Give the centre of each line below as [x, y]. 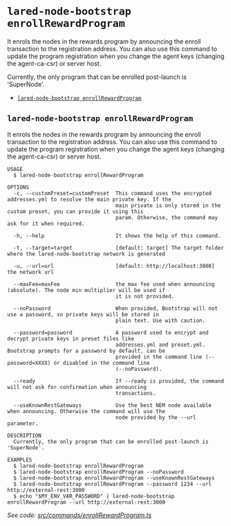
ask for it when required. [46, 224]
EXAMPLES [20, 460]
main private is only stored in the [168, 206]
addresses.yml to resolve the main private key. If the [89, 199]
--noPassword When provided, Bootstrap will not [115, 308]
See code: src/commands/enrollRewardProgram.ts [80, 515]
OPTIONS [18, 187]
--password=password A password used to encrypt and [111, 333]
